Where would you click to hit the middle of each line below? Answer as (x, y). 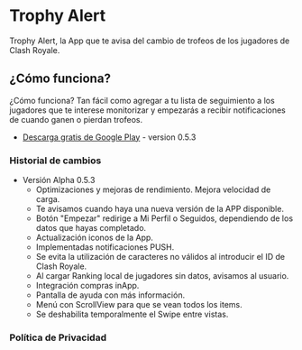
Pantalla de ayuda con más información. (110, 295)
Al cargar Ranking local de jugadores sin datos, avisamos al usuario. (162, 276)
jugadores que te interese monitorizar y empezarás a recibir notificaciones (147, 110)
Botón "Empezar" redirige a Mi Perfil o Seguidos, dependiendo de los (165, 218)
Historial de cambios (55, 161)
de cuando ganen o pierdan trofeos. (76, 119)
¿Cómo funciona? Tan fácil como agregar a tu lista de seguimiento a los (142, 100)
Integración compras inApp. (87, 286)
